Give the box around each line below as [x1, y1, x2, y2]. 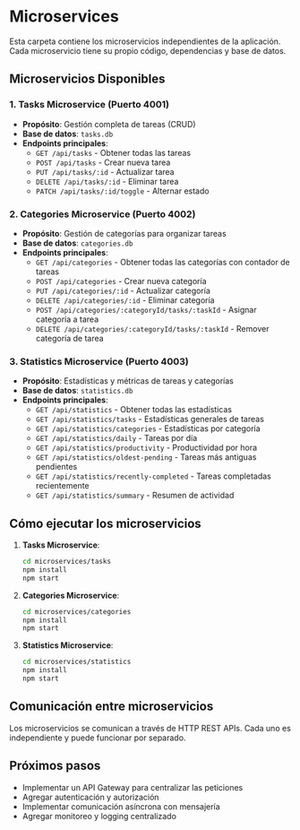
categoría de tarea [35, 333, 105, 343]
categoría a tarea [35, 314, 99, 324]
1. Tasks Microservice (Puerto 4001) [9, 99, 170, 111]
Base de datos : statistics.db [21, 385, 133, 396]
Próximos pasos [9, 758, 101, 774]
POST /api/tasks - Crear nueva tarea [35, 157, 171, 168]
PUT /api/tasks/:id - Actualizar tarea [35, 166, 175, 177]
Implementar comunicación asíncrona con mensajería [21, 800, 221, 812]
